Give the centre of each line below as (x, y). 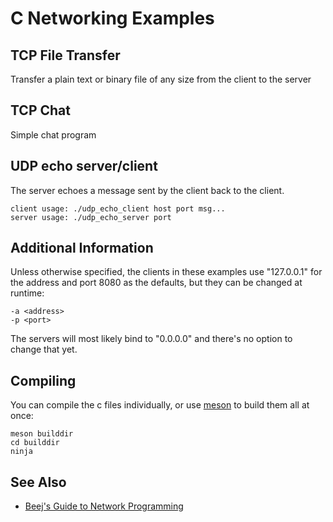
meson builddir (42, 434)
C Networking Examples (112, 18)
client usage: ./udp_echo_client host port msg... (118, 208)
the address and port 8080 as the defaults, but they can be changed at (156, 283)
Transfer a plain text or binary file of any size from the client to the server (161, 79)
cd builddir (35, 443)
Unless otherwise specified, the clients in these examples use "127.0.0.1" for (166, 272)
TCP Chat (40, 110)
